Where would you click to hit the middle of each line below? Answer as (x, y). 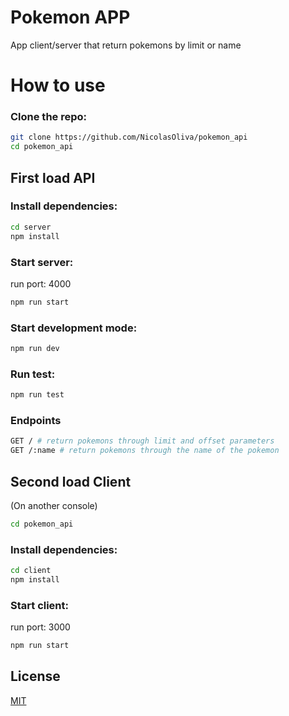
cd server (31, 227)
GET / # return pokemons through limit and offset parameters (142, 441)
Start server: (42, 262)
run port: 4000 (41, 283)
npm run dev (35, 349)
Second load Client (71, 481)
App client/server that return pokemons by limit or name (126, 45)
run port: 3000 (40, 627)
